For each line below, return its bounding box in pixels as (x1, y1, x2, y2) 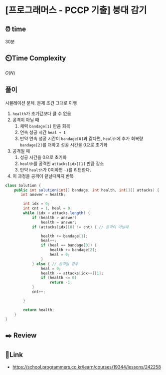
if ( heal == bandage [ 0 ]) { (40, 243, 97, 248)
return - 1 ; (49, 280, 72, 285)
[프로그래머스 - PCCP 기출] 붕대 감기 (5, 4, 147, 16)
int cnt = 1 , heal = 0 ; (23, 206, 72, 211)
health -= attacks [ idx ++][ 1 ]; (40, 270, 104, 275)
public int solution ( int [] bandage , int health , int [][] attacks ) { (14, 187, 160, 192)
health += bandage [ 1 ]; (40, 233, 88, 238)
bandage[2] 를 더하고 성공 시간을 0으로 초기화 (19, 141, 108, 147)
